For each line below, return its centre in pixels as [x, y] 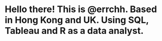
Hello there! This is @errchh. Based [81, 9]
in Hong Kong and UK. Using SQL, [77, 20]
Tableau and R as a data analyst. [74, 31]
